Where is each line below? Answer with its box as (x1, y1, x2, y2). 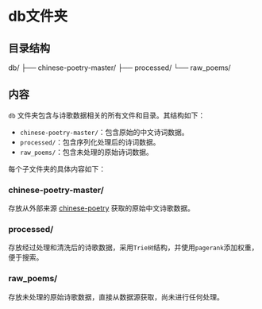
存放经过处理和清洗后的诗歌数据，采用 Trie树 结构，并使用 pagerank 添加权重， (8, 243, 259, 253)
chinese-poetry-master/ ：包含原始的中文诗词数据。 (19, 127, 189, 137)
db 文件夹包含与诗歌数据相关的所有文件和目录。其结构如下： (8, 110, 206, 120)
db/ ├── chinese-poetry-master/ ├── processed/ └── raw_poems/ (8, 63, 232, 72)
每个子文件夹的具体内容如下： (8, 164, 106, 173)
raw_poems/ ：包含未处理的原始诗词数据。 (19, 147, 153, 156)
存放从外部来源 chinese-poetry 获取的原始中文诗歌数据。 (8, 203, 195, 213)
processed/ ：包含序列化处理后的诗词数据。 (19, 137, 160, 147)
